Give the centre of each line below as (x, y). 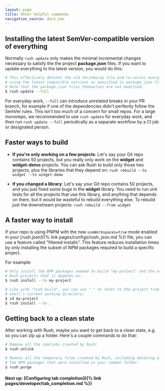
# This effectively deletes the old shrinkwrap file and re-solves (76, 78)
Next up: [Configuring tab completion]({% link (53, 378)
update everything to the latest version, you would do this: (64, 69)
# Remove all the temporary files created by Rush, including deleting (80, 358)
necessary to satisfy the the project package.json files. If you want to (76, 63)
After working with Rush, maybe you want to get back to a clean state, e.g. (81, 331)
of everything (26, 46)
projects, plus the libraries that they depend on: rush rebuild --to (79, 170)
